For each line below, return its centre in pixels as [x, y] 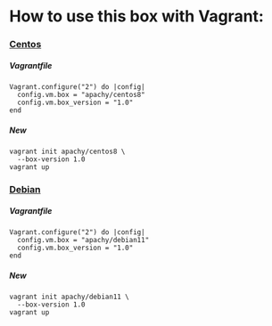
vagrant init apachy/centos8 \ [67, 152]
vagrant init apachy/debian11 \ [69, 297]
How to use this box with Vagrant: [137, 16]
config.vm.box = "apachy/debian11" [83, 240]
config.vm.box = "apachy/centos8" [81, 95]
